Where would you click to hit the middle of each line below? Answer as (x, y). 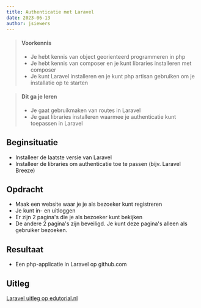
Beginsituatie (32, 142)
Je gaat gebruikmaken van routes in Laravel (86, 110)
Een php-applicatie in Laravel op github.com (71, 265)
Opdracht (25, 190)
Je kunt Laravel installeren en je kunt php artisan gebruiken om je (113, 76)
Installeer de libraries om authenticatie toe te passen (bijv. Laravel (98, 163)
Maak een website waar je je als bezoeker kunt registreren (89, 204)
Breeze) (25, 170)
